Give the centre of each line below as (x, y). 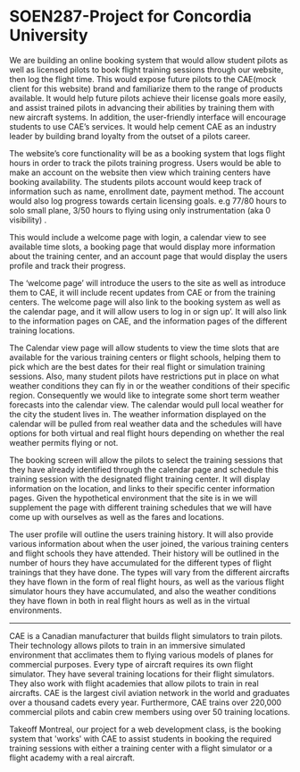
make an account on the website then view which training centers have (140, 172)
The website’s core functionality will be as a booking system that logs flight (147, 153)
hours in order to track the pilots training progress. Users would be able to (145, 163)
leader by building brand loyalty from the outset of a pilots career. (130, 136)
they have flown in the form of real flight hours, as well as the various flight (147, 582)
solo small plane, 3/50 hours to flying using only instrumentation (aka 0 (140, 210)
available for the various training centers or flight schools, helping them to (145, 357)
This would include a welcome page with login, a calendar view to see (138, 237)
